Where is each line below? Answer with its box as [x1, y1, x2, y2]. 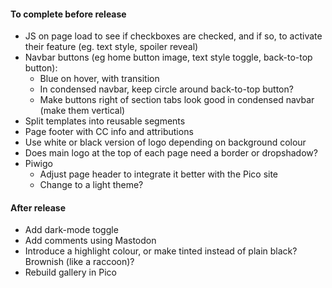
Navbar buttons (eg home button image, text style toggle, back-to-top [24, 51, 313, 64]
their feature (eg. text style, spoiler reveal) [24, 41, 199, 53]
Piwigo [24, 158, 53, 170]
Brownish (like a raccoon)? [24, 256, 135, 268]
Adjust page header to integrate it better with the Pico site [39, 168, 279, 180]
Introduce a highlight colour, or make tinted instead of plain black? [24, 245, 298, 257]
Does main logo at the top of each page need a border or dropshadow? [24, 147, 318, 159]
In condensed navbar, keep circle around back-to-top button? [39, 83, 294, 95]
